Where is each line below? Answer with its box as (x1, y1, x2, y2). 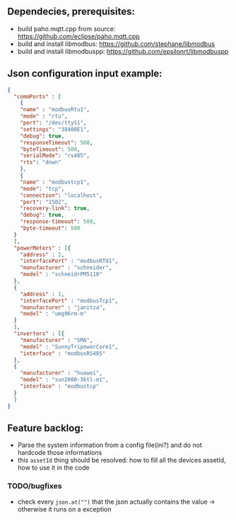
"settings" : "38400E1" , (20, 125, 90, 133)
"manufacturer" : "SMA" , (20, 337, 93, 344)
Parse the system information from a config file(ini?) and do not (17, 441, 203, 449)
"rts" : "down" (20, 159, 61, 166)
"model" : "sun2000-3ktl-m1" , (20, 376, 110, 383)
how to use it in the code (17, 463, 90, 472)
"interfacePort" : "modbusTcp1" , (20, 297, 119, 304)
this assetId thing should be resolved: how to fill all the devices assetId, (17, 456, 226, 465)
